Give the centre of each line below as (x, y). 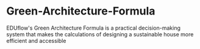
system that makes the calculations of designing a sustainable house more (100, 34)
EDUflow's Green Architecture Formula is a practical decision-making (94, 28)
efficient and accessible (36, 41)
